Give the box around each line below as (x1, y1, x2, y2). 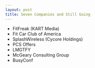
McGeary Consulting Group (12, 52, 69, 58)
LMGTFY (12, 47, 31, 53)
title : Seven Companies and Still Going (5, 12, 91, 17)
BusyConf (12, 57, 33, 63)
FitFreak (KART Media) (12, 25, 59, 31)
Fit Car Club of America (12, 31, 61, 37)
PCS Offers (12, 41, 36, 47)
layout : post (5, 7, 32, 12)
